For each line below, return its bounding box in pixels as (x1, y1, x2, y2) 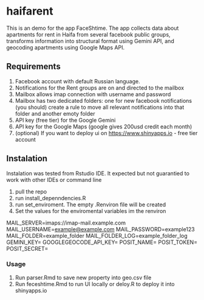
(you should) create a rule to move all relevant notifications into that (15, 103, 185, 111)
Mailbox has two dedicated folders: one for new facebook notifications (15, 97, 192, 104)
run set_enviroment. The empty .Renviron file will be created (15, 201, 166, 208)
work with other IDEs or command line (6, 176, 102, 183)
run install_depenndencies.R (15, 194, 86, 201)
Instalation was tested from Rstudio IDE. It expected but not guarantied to (6, 169, 190, 177)
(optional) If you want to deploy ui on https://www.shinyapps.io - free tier (15, 129, 198, 136)
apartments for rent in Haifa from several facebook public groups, (6, 30, 171, 38)
